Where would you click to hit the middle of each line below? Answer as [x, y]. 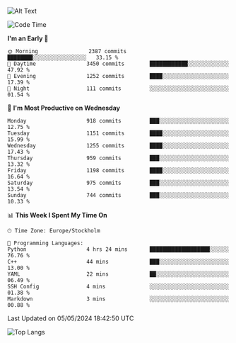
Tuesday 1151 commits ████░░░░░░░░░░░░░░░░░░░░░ [118, 133]
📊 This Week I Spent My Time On [57, 215]
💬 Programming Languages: [45, 243]
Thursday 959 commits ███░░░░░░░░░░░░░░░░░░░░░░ [118, 158]
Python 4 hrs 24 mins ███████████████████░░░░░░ [118, 249]
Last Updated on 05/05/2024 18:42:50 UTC [71, 318]
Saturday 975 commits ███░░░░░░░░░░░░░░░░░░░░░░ [118, 183]
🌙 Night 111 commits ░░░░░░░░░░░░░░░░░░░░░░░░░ [118, 89]
